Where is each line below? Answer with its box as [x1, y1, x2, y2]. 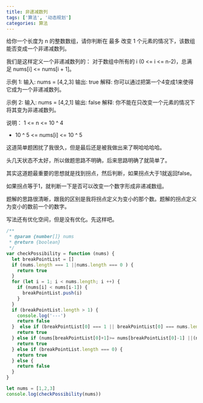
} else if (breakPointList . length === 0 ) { [11, 346, 123, 352]
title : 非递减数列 [6, 8, 48, 15]
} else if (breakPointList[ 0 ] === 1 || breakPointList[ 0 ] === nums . [11, 324, 190, 330]
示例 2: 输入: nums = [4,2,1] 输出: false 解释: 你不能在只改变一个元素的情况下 [6, 99, 195, 106]
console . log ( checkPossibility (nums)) [6, 391, 101, 397]
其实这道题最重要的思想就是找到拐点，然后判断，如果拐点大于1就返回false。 [6, 170, 195, 177]
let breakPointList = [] [11, 256, 74, 262]
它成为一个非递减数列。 [6, 86, 65, 93]
